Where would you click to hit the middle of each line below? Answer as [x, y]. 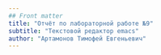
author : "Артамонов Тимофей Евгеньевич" [78, 38]
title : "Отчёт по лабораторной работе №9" [81, 23]
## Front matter [36, 16]
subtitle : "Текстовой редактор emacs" [74, 31]
